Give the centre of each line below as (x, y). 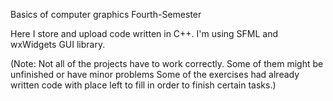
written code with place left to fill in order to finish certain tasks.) (143, 85)
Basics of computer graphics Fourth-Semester (106, 14)
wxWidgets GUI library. (58, 44)
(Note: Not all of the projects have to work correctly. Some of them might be (167, 63)
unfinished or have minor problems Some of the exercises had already (155, 74)
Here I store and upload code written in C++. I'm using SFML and (144, 33)
